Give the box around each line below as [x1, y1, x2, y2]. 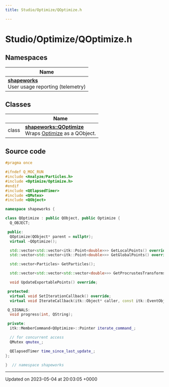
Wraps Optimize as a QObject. [25, 130, 97, 137]
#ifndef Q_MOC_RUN [5, 170, 44, 175]
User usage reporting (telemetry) [8, 83, 86, 90]
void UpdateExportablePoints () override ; [10, 280, 98, 285]
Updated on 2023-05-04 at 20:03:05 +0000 [5, 376, 98, 382]
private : [7, 321, 26, 326]
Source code [5, 147, 46, 156]
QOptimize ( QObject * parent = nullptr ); [10, 234, 94, 239]
